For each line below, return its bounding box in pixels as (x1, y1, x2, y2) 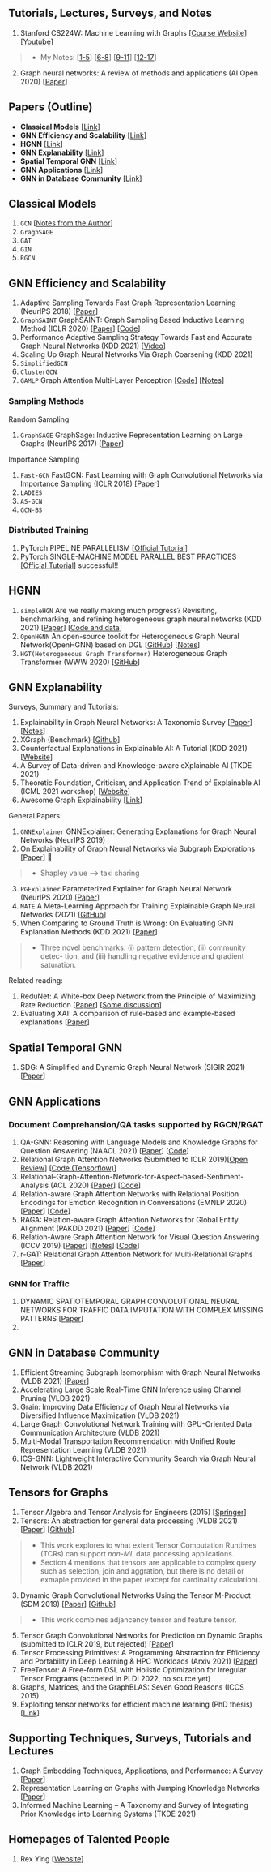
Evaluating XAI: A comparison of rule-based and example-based (19, 1009, 235, 1019)
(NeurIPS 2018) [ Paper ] (19, 307, 99, 316)
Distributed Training (8, 525, 89, 536)
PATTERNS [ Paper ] (19, 1314, 84, 1324)
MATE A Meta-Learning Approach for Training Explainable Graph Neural (19, 901, 256, 911)
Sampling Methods (8, 396, 85, 407)
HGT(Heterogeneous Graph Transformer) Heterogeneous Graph (19, 648, 227, 658)
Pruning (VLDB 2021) (19, 1393, 91, 1403)
